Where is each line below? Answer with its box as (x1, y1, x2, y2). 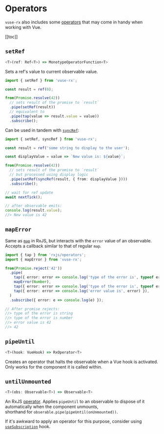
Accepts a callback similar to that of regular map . (5, 243, 102, 249)
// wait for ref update (5, 190, 54, 195)
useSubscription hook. (5, 424, 51, 430)
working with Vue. (5, 24, 41, 30)
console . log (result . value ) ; (5, 208, 62, 213)
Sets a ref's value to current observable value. (5, 68, 98, 74)
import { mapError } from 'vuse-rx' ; (5, 257, 82, 262)
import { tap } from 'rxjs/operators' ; (5, 252, 86, 257)
